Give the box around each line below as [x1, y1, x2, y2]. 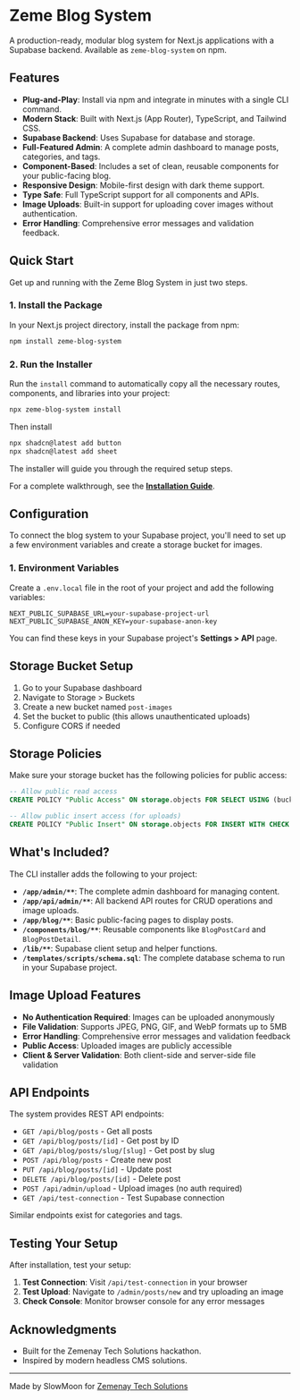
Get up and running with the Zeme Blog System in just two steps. [9, 276, 248, 287]
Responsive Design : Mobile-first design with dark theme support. [21, 180, 265, 191]
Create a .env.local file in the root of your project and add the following [9, 582, 274, 593]
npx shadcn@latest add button [9, 438, 122, 447]
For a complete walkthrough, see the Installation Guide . [9, 480, 216, 491]
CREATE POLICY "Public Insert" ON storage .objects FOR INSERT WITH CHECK [9, 820, 290, 829]
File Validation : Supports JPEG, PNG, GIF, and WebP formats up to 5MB [21, 1021, 287, 1031]
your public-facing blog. [21, 170, 112, 181]
